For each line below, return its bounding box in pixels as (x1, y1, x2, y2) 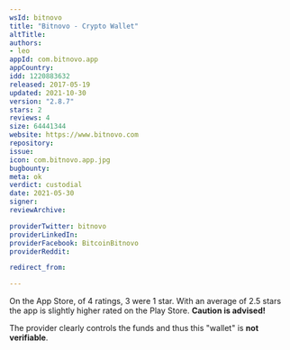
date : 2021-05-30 (9, 189, 75, 198)
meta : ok (9, 172, 42, 181)
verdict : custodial (9, 181, 83, 190)
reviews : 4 (9, 113, 50, 122)
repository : (9, 139, 54, 148)
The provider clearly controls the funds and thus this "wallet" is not (9, 323, 259, 334)
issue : (9, 147, 34, 156)
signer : (9, 197, 39, 207)
